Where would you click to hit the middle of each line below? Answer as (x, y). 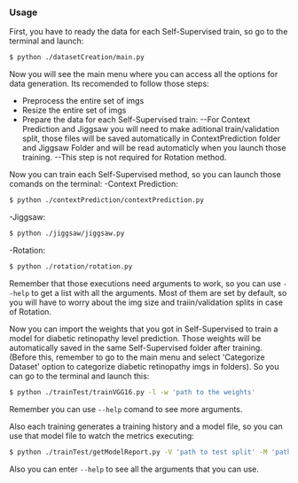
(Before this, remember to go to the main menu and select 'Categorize (137, 357)
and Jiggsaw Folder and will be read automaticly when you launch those (154, 148)
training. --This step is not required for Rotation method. (124, 158)
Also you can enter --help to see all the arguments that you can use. (134, 469)
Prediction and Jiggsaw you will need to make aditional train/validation (151, 129)
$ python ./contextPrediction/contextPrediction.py (106, 200)
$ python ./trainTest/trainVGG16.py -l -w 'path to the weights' (132, 392)
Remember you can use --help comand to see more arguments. (126, 409)
